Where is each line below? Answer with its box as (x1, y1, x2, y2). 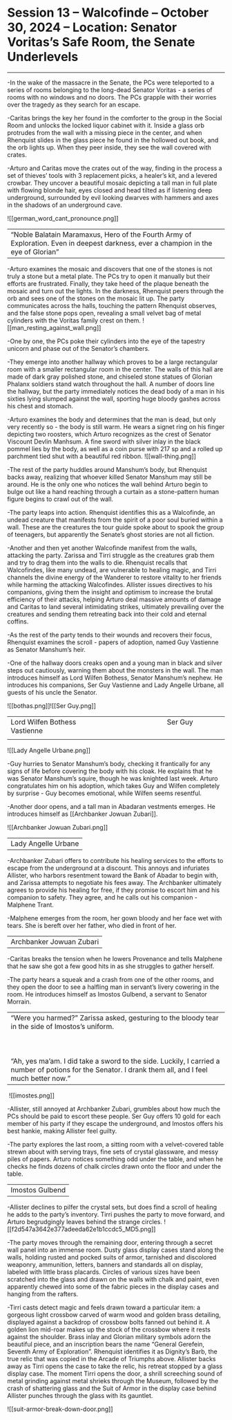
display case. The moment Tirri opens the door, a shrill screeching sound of (7, 1369, 223, 1378)
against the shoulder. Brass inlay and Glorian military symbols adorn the (7, 1332, 211, 1340)
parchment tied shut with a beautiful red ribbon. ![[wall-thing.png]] (7, 452, 197, 460)
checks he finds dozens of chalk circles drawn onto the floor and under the (7, 1162, 222, 1170)
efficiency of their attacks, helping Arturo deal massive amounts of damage (7, 595, 222, 603)
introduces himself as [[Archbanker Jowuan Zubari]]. (7, 810, 158, 818)
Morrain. (7, 997, 32, 1005)
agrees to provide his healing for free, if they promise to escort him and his (7, 886, 220, 894)
